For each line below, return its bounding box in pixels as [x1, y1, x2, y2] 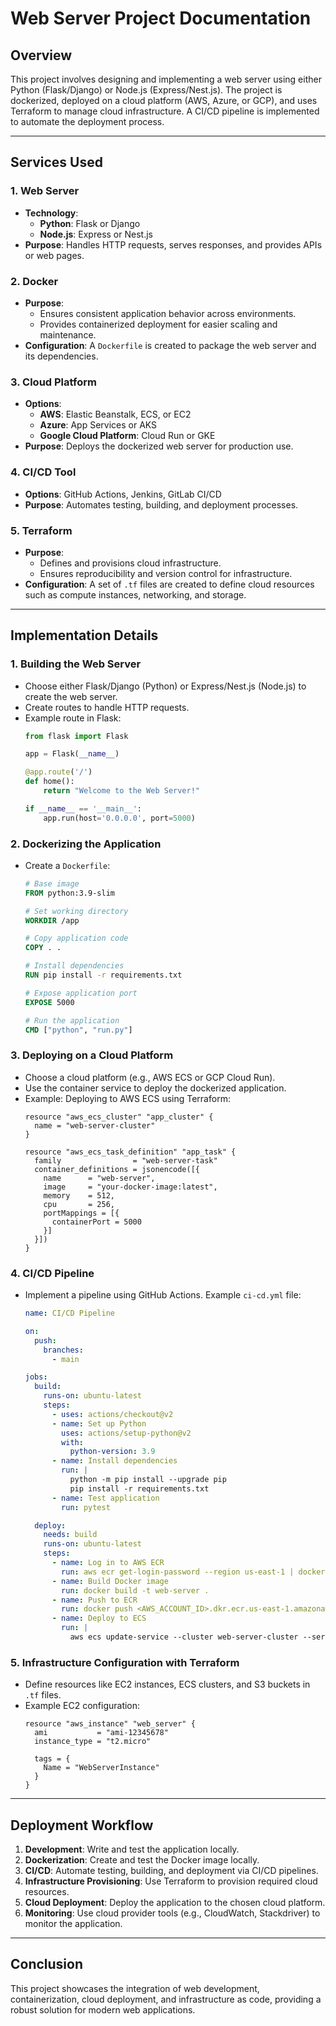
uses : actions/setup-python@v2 [61, 1428, 192, 1438]
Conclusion [10, 1956, 84, 1973]
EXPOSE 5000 [24, 997, 75, 1007]
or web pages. [24, 249, 85, 261]
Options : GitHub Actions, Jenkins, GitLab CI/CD [24, 488, 222, 500]
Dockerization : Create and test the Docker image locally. [24, 1854, 260, 1866]
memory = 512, [43, 1190, 115, 1201]
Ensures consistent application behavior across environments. [39, 307, 297, 319]
